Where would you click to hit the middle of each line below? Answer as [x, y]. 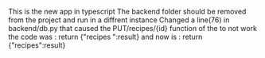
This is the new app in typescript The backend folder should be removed [127, 12]
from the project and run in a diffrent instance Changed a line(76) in [119, 20]
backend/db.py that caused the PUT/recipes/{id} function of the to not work [132, 28]
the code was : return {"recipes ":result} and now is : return [105, 37]
